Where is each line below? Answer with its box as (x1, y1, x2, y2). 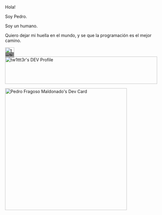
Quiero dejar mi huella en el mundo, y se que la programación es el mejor (5, 33, 152, 38)
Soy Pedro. (5, 14, 27, 19)
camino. (5, 38, 21, 43)
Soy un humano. (5, 23, 38, 29)
